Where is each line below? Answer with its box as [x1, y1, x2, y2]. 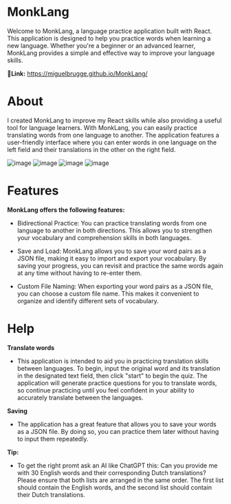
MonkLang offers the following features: [7, 206, 125, 214]
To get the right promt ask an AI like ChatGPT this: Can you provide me [16, 461, 218, 470]
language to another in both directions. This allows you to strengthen [16, 226, 212, 234]
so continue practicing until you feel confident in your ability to [16, 386, 195, 394]
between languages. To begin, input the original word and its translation [16, 364, 221, 372]
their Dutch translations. [16, 490, 86, 498]
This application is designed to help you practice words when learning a [7, 34, 211, 42]
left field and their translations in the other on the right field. [7, 145, 176, 153]
